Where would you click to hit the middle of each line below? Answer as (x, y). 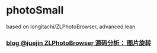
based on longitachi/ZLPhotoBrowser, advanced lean (71, 26)
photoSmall (35, 10)
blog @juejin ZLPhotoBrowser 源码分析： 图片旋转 (79, 43)
